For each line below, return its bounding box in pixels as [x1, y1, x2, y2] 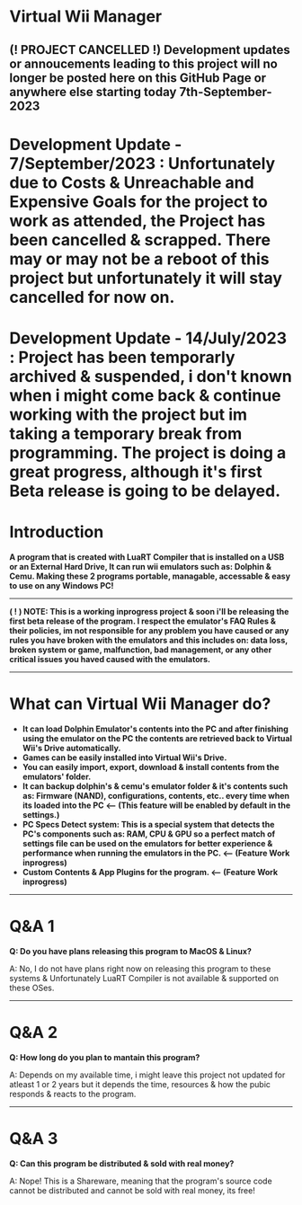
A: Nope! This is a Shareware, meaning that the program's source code [9, 1175, 272, 1186]
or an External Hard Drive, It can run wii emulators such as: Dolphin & [9, 561, 272, 571]
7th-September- [179, 84, 272, 100]
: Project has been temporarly [9, 347, 235, 368]
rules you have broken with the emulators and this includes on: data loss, [9, 634, 289, 645]
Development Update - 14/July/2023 [9, 328, 288, 348]
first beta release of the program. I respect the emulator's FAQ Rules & [9, 616, 277, 626]
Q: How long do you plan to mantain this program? [9, 1051, 200, 1062]
